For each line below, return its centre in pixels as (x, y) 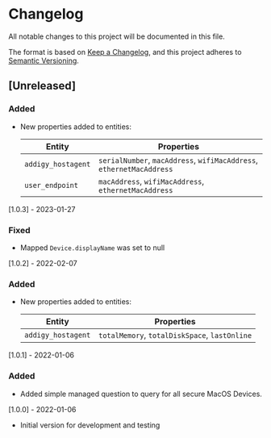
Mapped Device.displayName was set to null (92, 248)
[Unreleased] (42, 86)
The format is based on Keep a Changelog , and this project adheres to (125, 52)
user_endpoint (51, 185)
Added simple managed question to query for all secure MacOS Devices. (141, 394)
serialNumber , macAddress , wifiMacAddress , (178, 160)
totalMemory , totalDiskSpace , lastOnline (175, 336)
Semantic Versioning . (44, 60)
